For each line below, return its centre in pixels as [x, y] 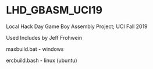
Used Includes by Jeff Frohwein [44, 37]
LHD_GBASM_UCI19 [54, 10]
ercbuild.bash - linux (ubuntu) [42, 60]
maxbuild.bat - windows [35, 49]
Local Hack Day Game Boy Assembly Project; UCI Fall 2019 [77, 26]
